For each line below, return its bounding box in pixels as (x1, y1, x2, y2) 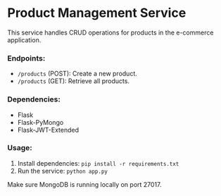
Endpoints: (7, 53, 46, 63)
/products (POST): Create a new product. (17, 69, 137, 78)
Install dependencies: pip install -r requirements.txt (17, 159, 179, 167)
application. (7, 35, 42, 44)
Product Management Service (7, 5, 187, 21)
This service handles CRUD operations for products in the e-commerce (7, 28, 214, 37)
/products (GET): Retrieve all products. (17, 77, 130, 85)
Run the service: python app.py (17, 166, 108, 175)
